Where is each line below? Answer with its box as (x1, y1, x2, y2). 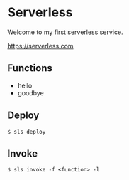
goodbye (17, 88, 44, 97)
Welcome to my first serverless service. (7, 28, 123, 36)
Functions (7, 62, 53, 75)
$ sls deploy (7, 128, 46, 135)
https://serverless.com (7, 41, 74, 50)
